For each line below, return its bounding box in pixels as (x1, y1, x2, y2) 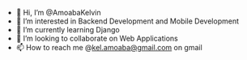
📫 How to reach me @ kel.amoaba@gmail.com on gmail (15, 43, 202, 52)
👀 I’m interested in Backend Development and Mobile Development (15, 16, 239, 26)
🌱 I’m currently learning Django (15, 25, 120, 34)
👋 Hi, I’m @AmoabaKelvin (15, 8, 101, 17)
